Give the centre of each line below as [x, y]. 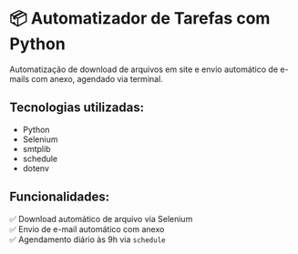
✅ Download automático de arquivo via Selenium [101, 218]
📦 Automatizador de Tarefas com [140, 19]
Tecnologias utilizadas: [77, 108]
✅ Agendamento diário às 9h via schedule [87, 239]
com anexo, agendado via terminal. [98, 78]
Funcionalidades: [60, 197]
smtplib [36, 148]
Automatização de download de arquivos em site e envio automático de [144, 69]
